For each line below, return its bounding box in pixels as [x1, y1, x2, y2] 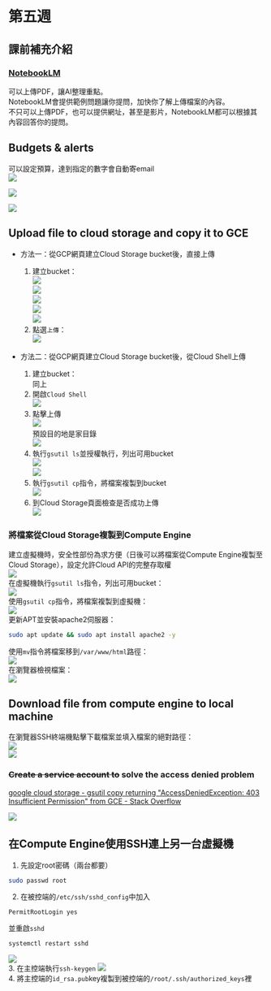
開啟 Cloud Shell [32, 389, 88, 399]
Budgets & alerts [8, 141, 94, 155]
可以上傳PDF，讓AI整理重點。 [8, 86, 108, 96]
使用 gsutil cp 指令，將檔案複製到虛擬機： [8, 596, 148, 606]
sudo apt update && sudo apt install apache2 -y [8, 630, 176, 638]
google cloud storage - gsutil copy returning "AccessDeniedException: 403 [8, 787, 260, 797]
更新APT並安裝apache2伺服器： [8, 614, 116, 624]
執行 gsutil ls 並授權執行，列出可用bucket [32, 448, 174, 458]
